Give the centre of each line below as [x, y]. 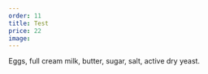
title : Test [28, 23]
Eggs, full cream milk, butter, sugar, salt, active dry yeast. [104, 61]
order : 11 [25, 16]
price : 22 [25, 31]
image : [19, 38]
